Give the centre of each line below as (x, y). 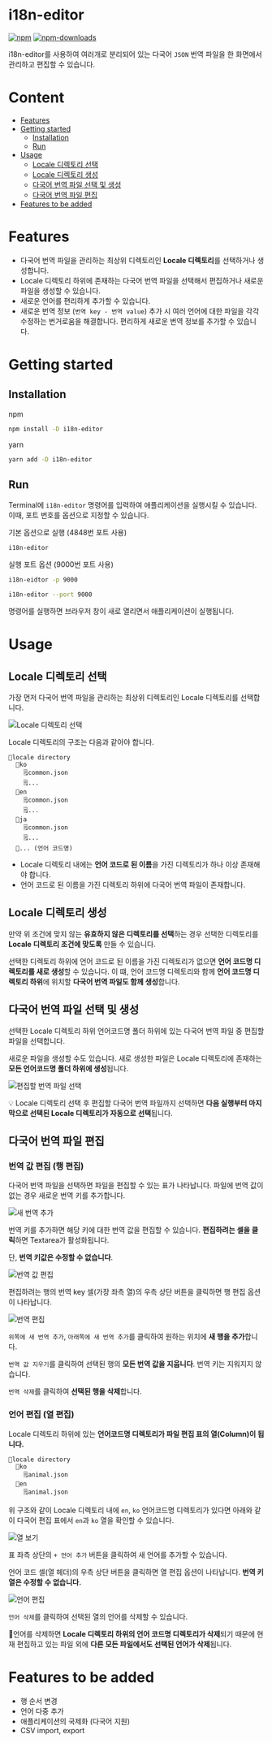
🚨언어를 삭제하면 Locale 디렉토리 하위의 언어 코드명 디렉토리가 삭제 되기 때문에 (132, 1633)
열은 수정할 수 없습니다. (45, 1582)
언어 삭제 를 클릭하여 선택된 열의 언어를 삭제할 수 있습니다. (98, 1616)
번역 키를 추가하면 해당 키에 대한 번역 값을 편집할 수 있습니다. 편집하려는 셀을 (129, 1230)
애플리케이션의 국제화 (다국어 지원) (75, 1721)
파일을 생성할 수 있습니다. (60, 291)
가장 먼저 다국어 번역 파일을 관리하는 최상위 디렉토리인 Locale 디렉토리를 (123, 697)
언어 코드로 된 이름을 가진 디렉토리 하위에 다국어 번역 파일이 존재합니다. (133, 884)
